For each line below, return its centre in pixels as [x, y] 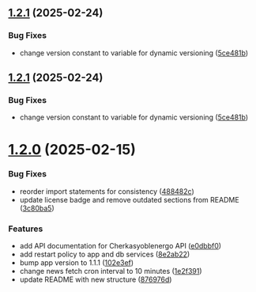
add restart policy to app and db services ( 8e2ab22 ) [105, 254]
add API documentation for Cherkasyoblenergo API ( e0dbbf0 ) [120, 246]
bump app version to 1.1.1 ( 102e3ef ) [77, 263]
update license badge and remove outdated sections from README [129, 199]
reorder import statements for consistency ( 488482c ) [107, 191]
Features [26, 229]
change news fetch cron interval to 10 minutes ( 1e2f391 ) [111, 271]
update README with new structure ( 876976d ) [96, 279]
